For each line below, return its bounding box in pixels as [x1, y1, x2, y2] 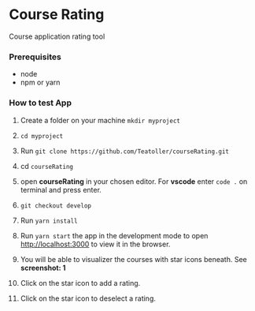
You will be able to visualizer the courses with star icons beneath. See [20, 254, 247, 264]
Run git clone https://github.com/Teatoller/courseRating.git [20, 146, 230, 155]
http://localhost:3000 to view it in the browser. [20, 239, 171, 249]
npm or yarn [20, 77, 61, 88]
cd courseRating [20, 161, 74, 170]
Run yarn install [20, 215, 78, 225]
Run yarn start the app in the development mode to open [20, 230, 209, 240]
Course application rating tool [9, 32, 105, 41]
